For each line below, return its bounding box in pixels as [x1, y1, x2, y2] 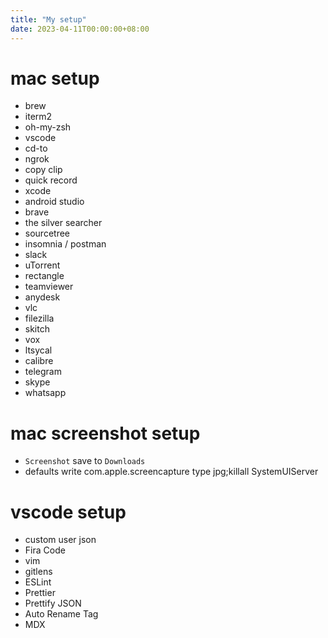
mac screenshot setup [10, 422, 201, 445]
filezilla [24, 312, 55, 325]
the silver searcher [24, 217, 103, 229]
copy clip [24, 164, 63, 176]
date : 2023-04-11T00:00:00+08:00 [10, 24, 150, 34]
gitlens [24, 566, 53, 578]
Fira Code [24, 544, 66, 556]
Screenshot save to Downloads [24, 455, 146, 467]
